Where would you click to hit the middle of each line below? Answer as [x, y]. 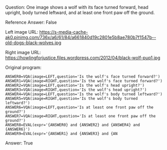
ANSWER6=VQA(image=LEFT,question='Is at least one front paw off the [79, 107]
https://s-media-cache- [64, 32]
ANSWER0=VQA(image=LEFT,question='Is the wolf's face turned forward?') [83, 77]
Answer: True [19, 143]
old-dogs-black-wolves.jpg [33, 43]
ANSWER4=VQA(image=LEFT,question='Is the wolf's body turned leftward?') [84, 94]
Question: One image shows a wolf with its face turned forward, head [77, 7]
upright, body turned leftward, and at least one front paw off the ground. [80, 13]
